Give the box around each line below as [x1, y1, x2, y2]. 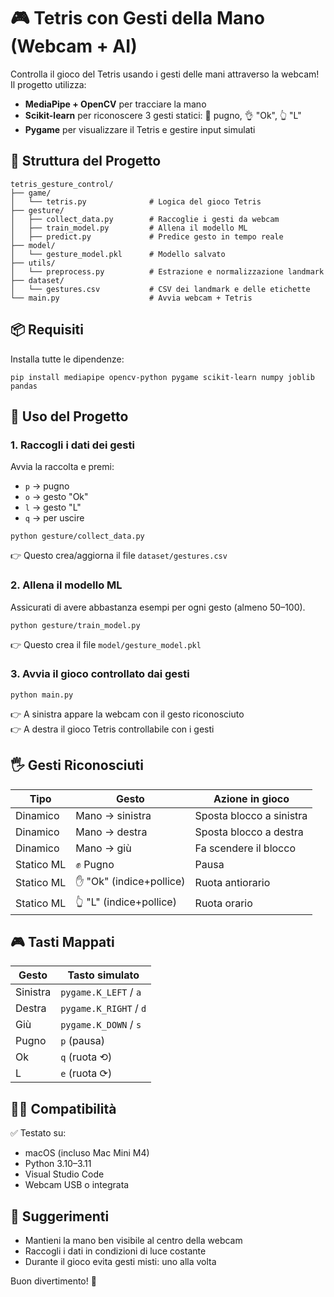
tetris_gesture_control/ [10, 179, 114, 189]
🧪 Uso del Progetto [10, 408, 129, 425]
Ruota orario [194, 896, 253, 910]
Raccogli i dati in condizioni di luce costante [24, 1245, 207, 1257]
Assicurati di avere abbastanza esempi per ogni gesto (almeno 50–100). [10, 601, 306, 613]
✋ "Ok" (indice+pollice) [75, 874, 186, 888]
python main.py [10, 690, 74, 700]
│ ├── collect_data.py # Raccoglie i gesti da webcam [10, 214, 280, 224]
